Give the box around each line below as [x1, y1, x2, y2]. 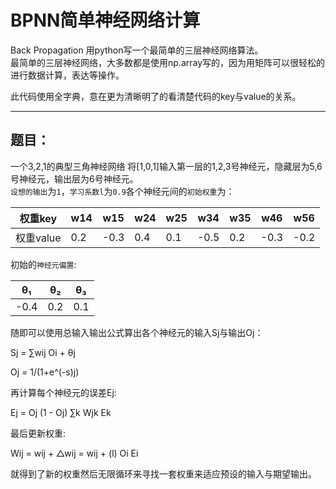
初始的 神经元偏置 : [10, 258, 77, 270]
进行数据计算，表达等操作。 [10, 69, 125, 81]
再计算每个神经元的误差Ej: [10, 386, 117, 398]
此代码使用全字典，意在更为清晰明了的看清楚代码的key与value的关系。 [10, 90, 302, 102]
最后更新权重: [10, 427, 67, 439]
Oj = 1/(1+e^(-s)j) [10, 366, 80, 378]
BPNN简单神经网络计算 [10, 9, 201, 32]
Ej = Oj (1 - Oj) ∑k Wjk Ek [10, 406, 112, 418]
